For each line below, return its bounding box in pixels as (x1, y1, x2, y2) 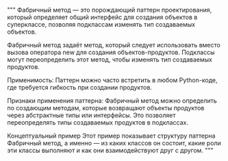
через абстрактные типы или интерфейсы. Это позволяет (7, 111, 176, 119)
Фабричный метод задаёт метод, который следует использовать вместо (7, 41, 220, 49)
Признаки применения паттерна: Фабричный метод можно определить (7, 97, 217, 105)
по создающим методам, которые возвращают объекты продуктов (7, 104, 205, 112)
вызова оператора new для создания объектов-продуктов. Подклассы (7, 48, 215, 56)
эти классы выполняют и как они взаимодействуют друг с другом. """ (7, 147, 214, 154)
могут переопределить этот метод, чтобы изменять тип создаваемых (7, 55, 212, 64)
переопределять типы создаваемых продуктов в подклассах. (7, 119, 188, 126)
